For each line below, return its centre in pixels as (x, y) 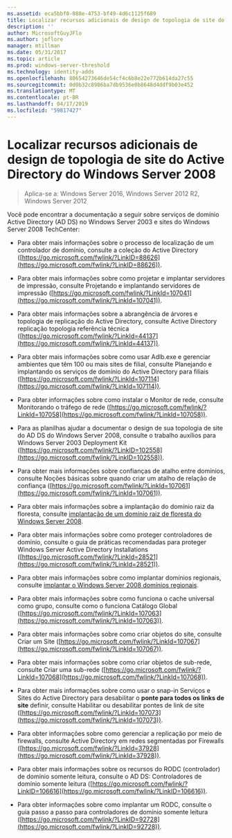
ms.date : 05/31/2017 (37, 53)
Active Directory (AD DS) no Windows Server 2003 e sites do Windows (108, 221)
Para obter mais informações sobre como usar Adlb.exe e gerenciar (114, 357)
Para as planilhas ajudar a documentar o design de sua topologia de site (120, 428)
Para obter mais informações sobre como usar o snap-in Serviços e (114, 690)
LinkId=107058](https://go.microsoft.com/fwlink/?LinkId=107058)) (111, 414)
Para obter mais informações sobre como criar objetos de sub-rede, (114, 662)
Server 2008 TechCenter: (44, 229)
